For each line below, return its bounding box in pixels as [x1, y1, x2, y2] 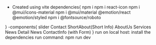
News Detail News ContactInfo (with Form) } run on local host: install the [5, 29, 151, 35]
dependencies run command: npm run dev [5, 34, 91, 40]
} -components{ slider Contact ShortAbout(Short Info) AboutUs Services [5, 24, 152, 30]
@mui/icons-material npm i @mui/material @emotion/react [12, 9, 131, 15]
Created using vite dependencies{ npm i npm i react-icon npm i [12, 4, 140, 10]
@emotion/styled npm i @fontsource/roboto [12, 15, 101, 20]
